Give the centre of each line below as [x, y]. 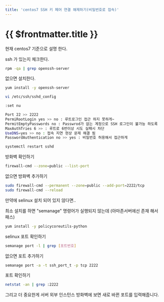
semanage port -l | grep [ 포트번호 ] [41, 246]
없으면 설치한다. [20, 78]
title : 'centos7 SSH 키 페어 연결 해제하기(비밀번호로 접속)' [62, 10]
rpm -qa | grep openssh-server [37, 68]
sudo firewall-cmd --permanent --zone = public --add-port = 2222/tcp [75, 186]
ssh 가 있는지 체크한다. [27, 59]
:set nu [13, 106]
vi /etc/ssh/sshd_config [31, 97]
